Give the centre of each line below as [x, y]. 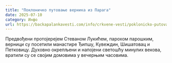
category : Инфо [21, 19]
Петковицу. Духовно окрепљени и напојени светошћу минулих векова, [83, 50]
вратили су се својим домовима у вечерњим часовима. [67, 55]
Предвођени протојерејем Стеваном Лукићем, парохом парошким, [80, 39]
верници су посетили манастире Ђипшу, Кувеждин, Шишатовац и [78, 45]
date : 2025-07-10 [24, 15]
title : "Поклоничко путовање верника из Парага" [58, 10]
